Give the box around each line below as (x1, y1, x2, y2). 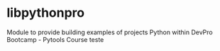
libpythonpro (6, 5, 85, 21)
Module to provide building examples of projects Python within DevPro (6, 28, 214, 36)
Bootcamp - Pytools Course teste (6, 35, 104, 43)
